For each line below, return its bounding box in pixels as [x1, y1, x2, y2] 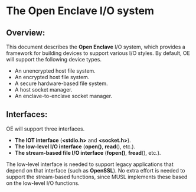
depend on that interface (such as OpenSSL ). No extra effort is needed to [6, 167, 185, 174]
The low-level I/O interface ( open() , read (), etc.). [14, 143, 136, 150]
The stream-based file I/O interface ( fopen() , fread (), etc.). [14, 149, 161, 156]
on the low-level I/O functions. [6, 179, 80, 187]
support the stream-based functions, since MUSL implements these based [6, 173, 188, 180]
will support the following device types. [6, 56, 102, 63]
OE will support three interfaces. [6, 125, 85, 132]
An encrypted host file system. [14, 74, 90, 80]
